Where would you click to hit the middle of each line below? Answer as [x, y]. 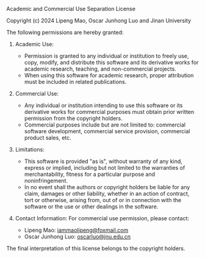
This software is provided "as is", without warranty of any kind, [103, 161]
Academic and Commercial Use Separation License [71, 9]
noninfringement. [46, 181]
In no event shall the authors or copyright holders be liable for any [107, 187]
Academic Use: [34, 44]
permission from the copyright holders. [74, 118]
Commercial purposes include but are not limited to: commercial [105, 125]
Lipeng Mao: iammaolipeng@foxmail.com [76, 230]
